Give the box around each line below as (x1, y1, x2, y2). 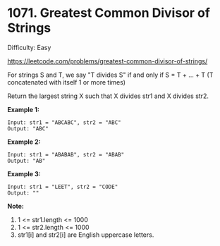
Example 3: (7, 169, 41, 178)
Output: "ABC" (7, 125, 49, 132)
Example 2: (7, 137, 41, 146)
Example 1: (7, 105, 40, 113)
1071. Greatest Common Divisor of (7, 5, 210, 21)
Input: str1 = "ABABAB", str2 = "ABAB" (7, 151, 125, 158)
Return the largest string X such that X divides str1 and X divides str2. (7, 92, 209, 100)
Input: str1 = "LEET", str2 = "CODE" (7, 183, 118, 190)
